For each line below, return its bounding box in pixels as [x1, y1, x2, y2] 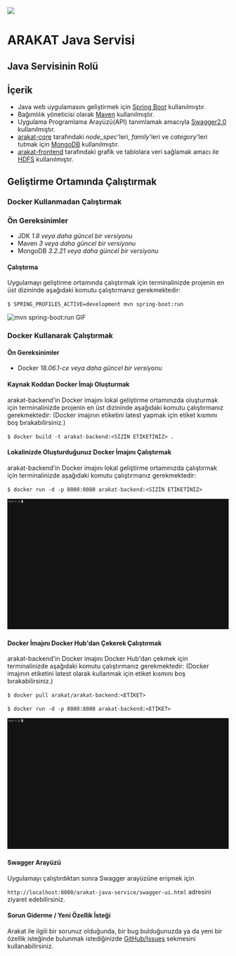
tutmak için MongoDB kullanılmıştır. [17, 140, 119, 149]
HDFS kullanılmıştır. [17, 155, 74, 163]
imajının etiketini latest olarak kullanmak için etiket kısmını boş [7, 669, 186, 678]
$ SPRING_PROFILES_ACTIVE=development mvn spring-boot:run [7, 301, 184, 308]
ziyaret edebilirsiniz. [7, 895, 65, 903]
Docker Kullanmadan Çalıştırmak [7, 197, 122, 206]
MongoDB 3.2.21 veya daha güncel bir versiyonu [17, 247, 159, 255]
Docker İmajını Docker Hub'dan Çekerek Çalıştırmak [7, 638, 162, 647]
